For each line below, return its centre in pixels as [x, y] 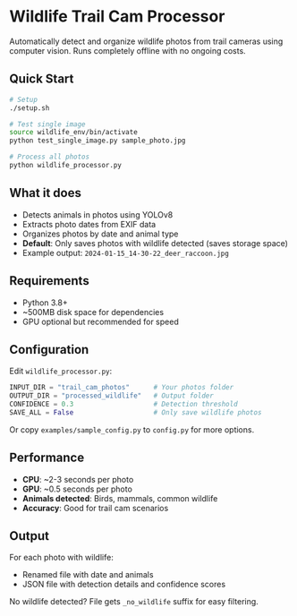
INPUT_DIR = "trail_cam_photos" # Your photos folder [122, 388]
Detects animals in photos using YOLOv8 [98, 214]
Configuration [49, 350]
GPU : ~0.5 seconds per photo [77, 489]
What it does [46, 193]
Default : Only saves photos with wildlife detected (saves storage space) [155, 243]
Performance [47, 458]
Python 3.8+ [45, 303]
